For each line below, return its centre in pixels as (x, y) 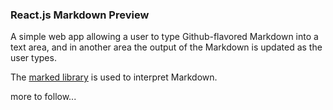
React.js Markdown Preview (80, 15)
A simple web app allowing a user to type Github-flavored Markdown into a (164, 37)
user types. (33, 58)
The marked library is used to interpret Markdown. (114, 77)
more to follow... (43, 97)
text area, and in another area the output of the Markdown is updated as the (166, 47)
